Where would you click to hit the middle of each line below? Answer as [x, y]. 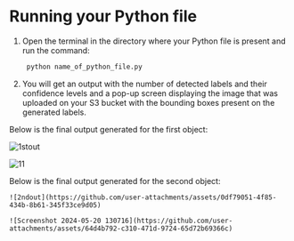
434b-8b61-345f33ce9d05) [55, 205]
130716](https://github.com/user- [169, 221]
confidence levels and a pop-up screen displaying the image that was [150, 93]
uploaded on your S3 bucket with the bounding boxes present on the [148, 102]
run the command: [56, 50]
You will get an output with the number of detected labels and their [144, 84]
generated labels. [54, 112]
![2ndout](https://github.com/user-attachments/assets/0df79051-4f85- [143, 197]
